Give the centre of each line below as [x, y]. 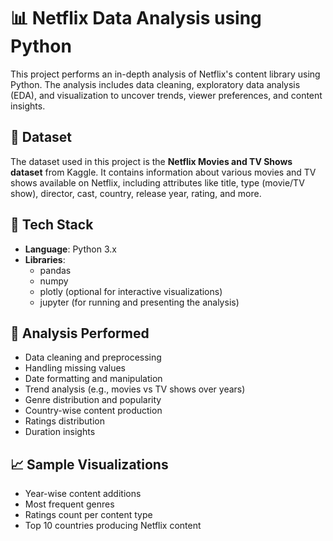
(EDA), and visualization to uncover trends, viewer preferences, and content [166, 95]
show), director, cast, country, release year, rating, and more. [136, 193]
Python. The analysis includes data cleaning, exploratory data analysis [155, 84]
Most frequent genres [69, 504]
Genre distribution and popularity [93, 400]
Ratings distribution [64, 421]
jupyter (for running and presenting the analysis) [139, 302]
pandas [55, 270]
